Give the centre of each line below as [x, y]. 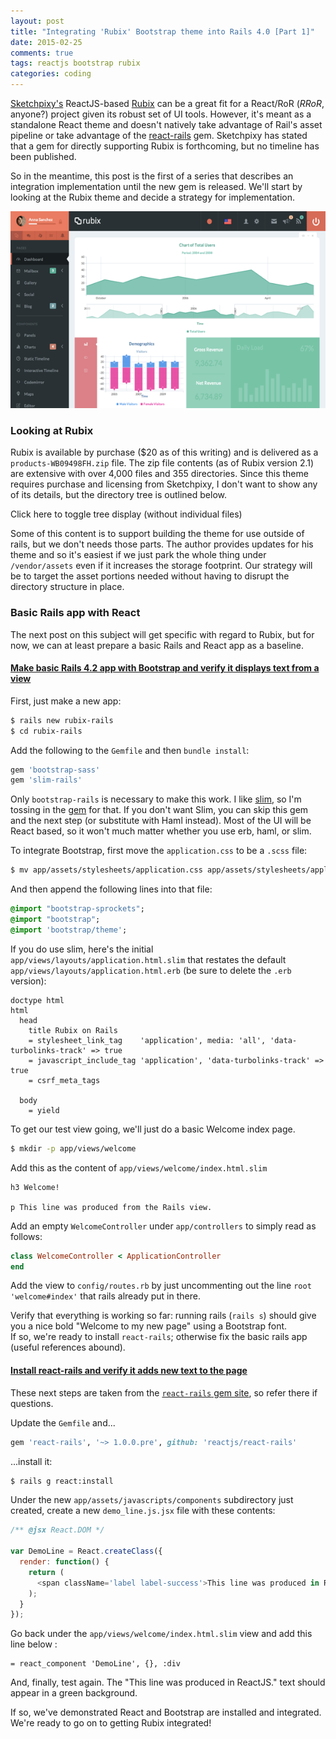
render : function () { [64, 1562]
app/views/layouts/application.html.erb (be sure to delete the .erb [151, 970]
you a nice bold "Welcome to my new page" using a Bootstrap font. [149, 1326]
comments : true [42, 53]
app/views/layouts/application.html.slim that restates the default [148, 959]
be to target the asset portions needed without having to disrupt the [150, 576]
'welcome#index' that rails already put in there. [105, 1296]
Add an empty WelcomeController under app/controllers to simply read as [163, 1226]
